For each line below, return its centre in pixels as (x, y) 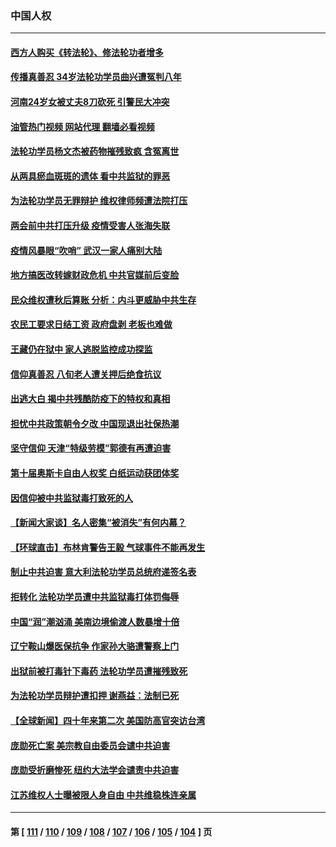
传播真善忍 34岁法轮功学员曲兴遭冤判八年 (96, 77)
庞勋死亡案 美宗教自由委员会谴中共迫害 (90, 745)
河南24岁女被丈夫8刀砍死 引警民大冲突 (90, 102)
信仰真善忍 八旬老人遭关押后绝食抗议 (86, 374)
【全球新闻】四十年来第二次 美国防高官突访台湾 (108, 720)
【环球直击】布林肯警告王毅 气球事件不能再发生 (108, 547)
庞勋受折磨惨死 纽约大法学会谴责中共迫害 (95, 770)
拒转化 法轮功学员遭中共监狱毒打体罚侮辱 (95, 596)
